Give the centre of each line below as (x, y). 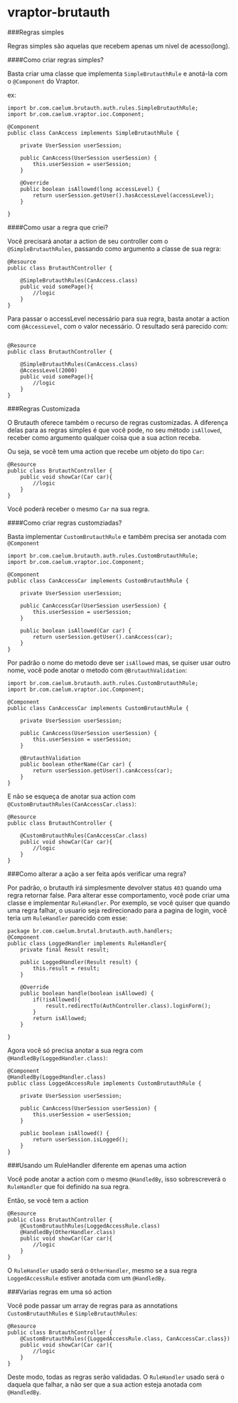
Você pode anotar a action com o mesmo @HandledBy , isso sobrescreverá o (117, 1179)
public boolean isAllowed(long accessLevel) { (90, 189)
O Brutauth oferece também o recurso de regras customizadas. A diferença (118, 422)
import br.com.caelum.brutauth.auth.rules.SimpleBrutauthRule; (103, 108)
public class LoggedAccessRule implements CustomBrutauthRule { (104, 1083)
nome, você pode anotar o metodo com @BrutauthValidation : (97, 670)
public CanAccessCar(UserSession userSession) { (93, 606)
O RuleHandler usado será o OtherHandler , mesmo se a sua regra (102, 1270)
